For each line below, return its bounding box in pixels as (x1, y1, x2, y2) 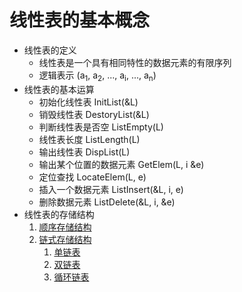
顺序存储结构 (38, 221, 92, 233)
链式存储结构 (38, 233, 92, 245)
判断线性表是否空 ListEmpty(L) (38, 121, 164, 133)
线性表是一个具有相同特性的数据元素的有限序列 (38, 56, 232, 68)
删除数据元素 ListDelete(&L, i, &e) (38, 196, 176, 208)
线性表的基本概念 (9, 9, 151, 32)
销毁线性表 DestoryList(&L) (38, 108, 150, 120)
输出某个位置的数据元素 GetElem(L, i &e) (38, 158, 205, 170)
